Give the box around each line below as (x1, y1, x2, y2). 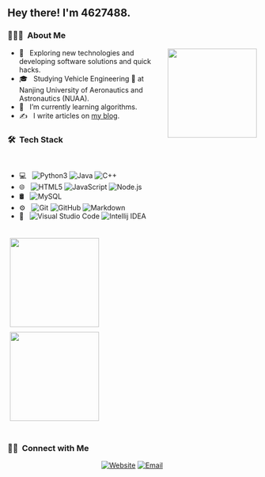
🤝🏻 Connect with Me (7, 442, 89, 453)
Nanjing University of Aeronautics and (18, 85, 143, 94)
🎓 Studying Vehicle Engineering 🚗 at (18, 74, 144, 83)
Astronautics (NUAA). (18, 93, 90, 103)
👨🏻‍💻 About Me (7, 30, 66, 41)
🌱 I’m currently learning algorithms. (18, 102, 138, 112)
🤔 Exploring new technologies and (18, 47, 134, 58)
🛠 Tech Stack (7, 134, 64, 145)
